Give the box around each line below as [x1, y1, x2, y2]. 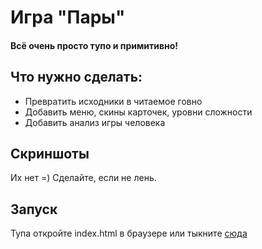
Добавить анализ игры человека [24, 116, 166, 128]
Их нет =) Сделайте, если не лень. [10, 172, 157, 184]
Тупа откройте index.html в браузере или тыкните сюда [10, 227, 248, 240]
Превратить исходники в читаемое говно [24, 95, 203, 107]
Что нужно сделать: [10, 69, 143, 86]
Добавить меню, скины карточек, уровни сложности [24, 106, 253, 118]
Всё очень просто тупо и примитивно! [10, 39, 179, 51]
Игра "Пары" [10, 6, 126, 29]
